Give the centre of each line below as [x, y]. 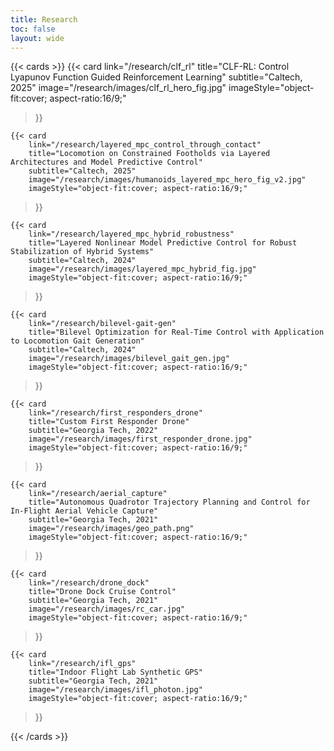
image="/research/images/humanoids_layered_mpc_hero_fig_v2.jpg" [167, 180]
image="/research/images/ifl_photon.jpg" [115, 690]
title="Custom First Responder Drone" [109, 422]
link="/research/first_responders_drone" [115, 413]
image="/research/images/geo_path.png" [111, 529]
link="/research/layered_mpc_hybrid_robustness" [131, 234]
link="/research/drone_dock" [89, 583]
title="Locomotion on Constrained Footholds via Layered [149, 154]
